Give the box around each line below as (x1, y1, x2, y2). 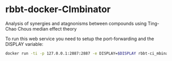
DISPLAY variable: (5, 41, 44, 47)
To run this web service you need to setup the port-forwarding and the (5, 36, 155, 42)
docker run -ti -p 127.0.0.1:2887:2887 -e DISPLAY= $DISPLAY (5, 51, 137, 56)
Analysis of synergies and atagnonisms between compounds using (5, 20, 147, 26)
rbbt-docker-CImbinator (5, 4, 111, 15)
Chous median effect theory (17, 25, 77, 32)
